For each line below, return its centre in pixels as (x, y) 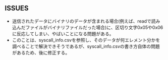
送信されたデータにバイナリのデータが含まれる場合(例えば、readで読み (86, 21)
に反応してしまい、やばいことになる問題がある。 (63, 34)
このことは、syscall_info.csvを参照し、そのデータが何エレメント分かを (86, 40)
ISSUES (17, 8)
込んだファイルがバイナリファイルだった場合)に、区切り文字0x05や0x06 (88, 27)
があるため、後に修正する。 (41, 52)
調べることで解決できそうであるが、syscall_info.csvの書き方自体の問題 (86, 46)
